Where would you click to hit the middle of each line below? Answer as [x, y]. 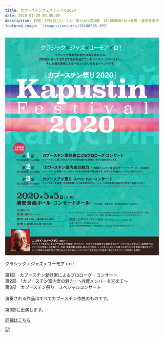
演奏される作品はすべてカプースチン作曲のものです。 [58, 298]
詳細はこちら [18, 320]
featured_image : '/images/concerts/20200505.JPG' [57, 26]
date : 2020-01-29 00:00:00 [32, 15]
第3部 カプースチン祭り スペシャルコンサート [53, 287]
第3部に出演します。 [26, 310]
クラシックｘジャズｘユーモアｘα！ [41, 264]
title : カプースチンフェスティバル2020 [41, 10]
